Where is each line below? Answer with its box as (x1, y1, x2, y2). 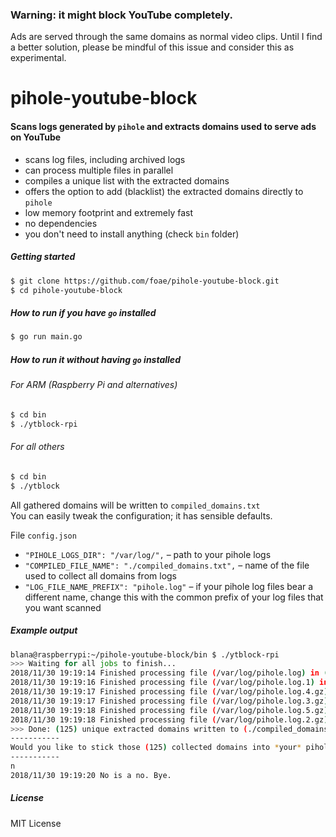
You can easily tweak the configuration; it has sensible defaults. (10, 509, 273, 522)
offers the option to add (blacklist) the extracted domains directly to (24, 185, 304, 197)
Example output (10, 624, 78, 637)
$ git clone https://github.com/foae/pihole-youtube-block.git (10, 276, 280, 286)
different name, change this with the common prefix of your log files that (24, 591, 324, 603)
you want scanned (24, 601, 102, 613)
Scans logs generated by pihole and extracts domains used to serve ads (10, 121, 317, 133)
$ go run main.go (10, 332, 83, 342)
